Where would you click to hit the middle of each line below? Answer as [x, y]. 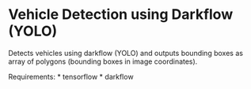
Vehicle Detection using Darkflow [121, 15]
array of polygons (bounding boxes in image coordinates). [103, 61]
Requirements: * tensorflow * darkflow [71, 76]
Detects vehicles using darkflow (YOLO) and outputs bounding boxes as [126, 53]
